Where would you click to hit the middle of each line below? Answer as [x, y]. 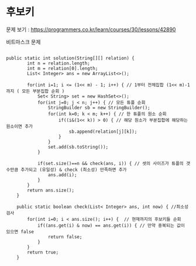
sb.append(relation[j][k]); [103, 132]
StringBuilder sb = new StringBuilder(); [99, 107]
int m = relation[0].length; [63, 68]
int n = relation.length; [59, 63]
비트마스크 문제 [23, 42]
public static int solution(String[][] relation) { [70, 58]
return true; [43, 252]
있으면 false [20, 232]
